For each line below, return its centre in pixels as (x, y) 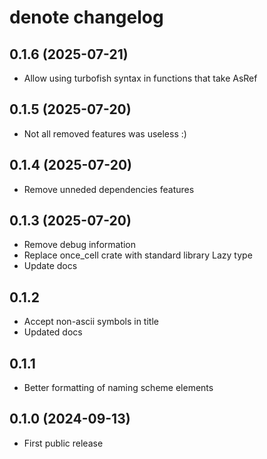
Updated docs (53, 332)
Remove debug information (80, 245)
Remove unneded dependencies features (109, 189)
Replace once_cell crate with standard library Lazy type (138, 255)
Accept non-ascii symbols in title (91, 322)
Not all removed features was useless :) (105, 133)
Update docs (50, 266)
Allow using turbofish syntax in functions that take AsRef (140, 78)
